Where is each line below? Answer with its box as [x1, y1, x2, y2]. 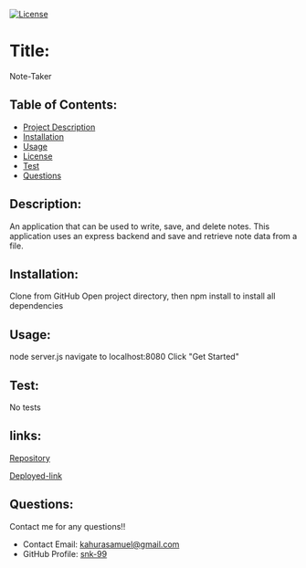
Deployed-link [9, 470, 62, 481]
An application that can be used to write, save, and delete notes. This [9, 220, 270, 232]
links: [9, 428, 42, 444]
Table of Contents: [9, 97, 118, 113]
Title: [9, 41, 50, 61]
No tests [9, 402, 41, 413]
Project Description [22, 121, 96, 132]
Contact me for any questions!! [9, 521, 126, 531]
